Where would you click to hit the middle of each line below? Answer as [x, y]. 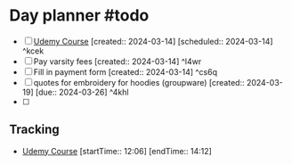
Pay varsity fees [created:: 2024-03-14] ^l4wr [118, 61]
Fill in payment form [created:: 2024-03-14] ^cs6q [126, 71]
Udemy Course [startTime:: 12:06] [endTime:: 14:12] [117, 151]
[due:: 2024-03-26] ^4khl [82, 92]
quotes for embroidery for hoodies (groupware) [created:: [139, 82]
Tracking [34, 130]
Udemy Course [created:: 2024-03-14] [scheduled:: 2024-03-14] [153, 41]
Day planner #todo [79, 16]
